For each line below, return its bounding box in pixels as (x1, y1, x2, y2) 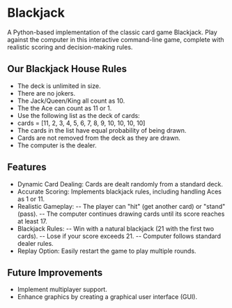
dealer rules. (17, 239, 54, 247)
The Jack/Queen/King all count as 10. (17, 96, 125, 105)
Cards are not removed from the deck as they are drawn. (17, 133, 181, 142)
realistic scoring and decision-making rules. (7, 43, 133, 51)
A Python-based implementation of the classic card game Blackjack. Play (7, 28, 217, 36)
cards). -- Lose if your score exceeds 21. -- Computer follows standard (17, 232, 222, 240)
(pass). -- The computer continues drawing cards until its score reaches (17, 210, 225, 218)
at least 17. (17, 217, 47, 225)
